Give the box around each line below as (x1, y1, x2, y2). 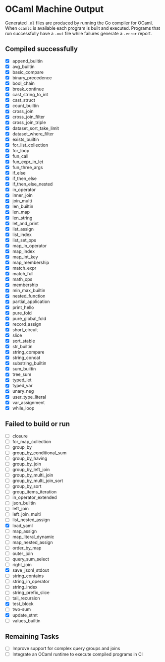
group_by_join (12, 461, 41, 467)
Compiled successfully (5, 45, 78, 53)
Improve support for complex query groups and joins (12, 646, 120, 652)
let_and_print (12, 220, 39, 226)
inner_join (12, 192, 33, 198)
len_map (12, 209, 30, 215)
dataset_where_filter (12, 130, 54, 137)
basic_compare (12, 69, 44, 75)
